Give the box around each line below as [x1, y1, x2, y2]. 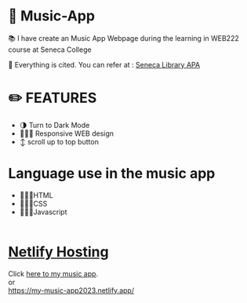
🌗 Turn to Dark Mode [19, 120, 90, 130]
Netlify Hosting [8, 243, 109, 261]
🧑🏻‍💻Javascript [19, 207, 68, 217]
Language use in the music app [8, 165, 216, 183]
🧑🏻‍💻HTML [19, 190, 53, 199]
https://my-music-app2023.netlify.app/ [8, 286, 135, 295]
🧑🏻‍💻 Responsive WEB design [19, 129, 114, 138]
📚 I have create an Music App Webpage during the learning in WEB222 [8, 33, 239, 42]
